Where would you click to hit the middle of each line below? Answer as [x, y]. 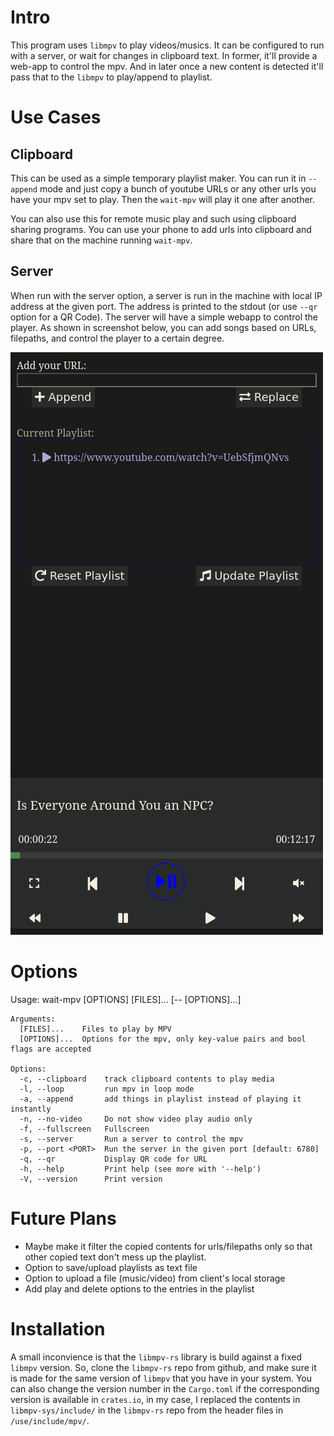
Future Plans [63, 1218]
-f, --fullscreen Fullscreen [84, 1129]
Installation [58, 1328]
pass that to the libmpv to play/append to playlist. [111, 77]
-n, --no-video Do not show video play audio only [136, 1119]
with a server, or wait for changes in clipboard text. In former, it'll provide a [164, 55]
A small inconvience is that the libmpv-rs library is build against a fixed [156, 1357]
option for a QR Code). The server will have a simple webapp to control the [164, 317]
